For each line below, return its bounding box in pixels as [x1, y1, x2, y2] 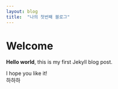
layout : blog [6, 8, 38, 15]
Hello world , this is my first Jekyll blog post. [6, 59, 113, 66]
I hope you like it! [6, 70, 48, 77]
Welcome [6, 39, 53, 53]
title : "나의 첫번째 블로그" [6, 14, 70, 20]
